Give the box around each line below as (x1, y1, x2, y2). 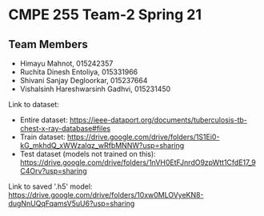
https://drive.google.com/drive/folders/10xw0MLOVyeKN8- (8, 190, 204, 199)
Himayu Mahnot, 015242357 (19, 58, 114, 68)
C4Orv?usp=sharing (19, 166, 87, 175)
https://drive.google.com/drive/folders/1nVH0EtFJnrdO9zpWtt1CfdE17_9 (19, 158, 256, 167)
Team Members (8, 38, 88, 51)
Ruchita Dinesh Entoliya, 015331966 (19, 67, 138, 77)
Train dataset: (19, 132, 66, 142)
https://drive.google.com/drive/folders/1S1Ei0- (66, 132, 220, 142)
